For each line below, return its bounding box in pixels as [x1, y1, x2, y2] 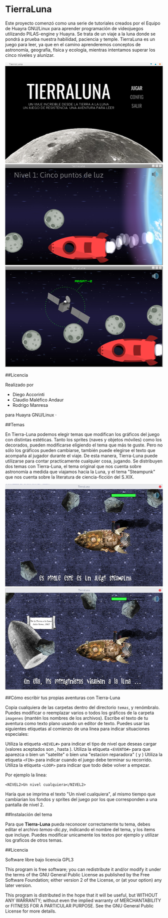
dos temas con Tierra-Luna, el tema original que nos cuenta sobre [5, 464, 141, 470]
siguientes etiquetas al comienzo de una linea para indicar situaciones [5, 726, 150, 732]
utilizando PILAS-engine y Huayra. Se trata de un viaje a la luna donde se [5, 31, 156, 37]
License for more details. [5, 908, 56, 914]
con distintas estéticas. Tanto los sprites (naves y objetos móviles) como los [5, 437, 162, 443]
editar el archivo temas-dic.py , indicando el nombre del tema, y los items [5, 826, 155, 832]
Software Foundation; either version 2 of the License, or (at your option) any [5, 877, 162, 883]
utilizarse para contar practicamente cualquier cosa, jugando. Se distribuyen [5, 458, 163, 464]
